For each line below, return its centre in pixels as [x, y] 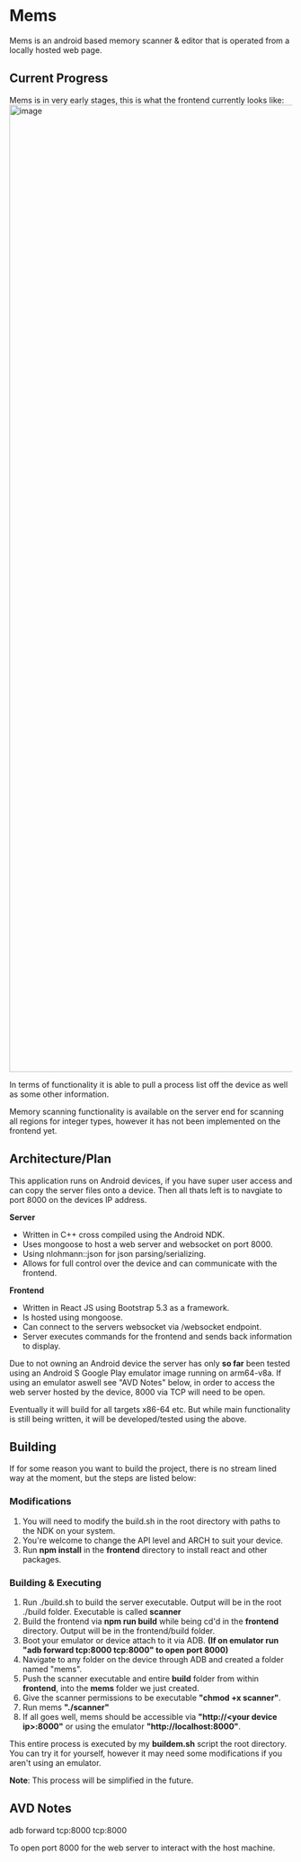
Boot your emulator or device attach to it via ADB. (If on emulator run [150, 1640]
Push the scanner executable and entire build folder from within [140, 1679]
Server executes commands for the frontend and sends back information [157, 1336]
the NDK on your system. [69, 1530]
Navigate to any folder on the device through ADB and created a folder [153, 1659]
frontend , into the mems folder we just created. [111, 1688]
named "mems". [52, 1669]
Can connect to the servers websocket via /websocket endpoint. [142, 1326]
